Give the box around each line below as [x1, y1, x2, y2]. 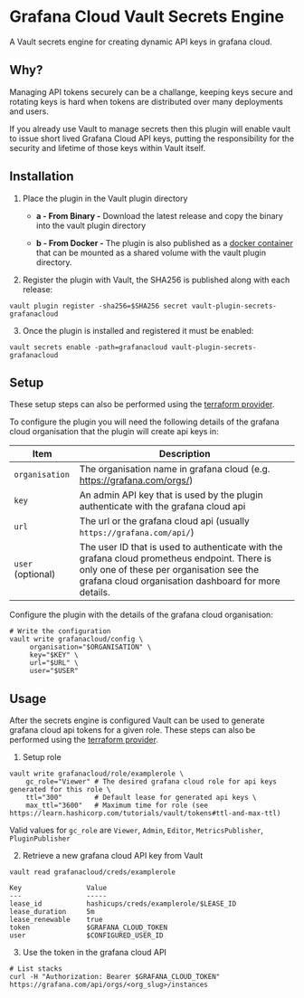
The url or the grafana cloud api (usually [79, 515, 251, 528]
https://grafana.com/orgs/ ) [79, 474, 194, 487]
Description [158, 448, 211, 461]
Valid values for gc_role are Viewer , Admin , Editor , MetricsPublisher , [9, 825, 264, 836]
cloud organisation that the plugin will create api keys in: [9, 426, 219, 437]
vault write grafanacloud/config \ [9, 635, 144, 644]
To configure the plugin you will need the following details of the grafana [9, 416, 280, 427]
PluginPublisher [9, 834, 71, 843]
